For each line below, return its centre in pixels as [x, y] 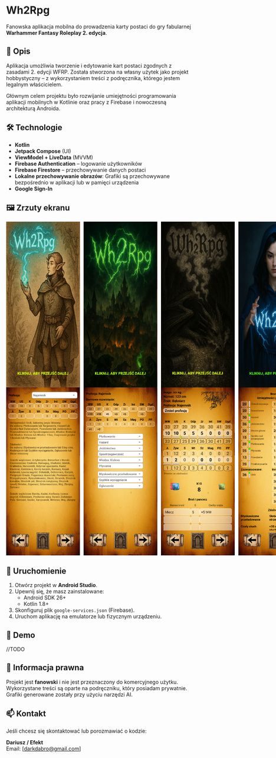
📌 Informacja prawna [45, 668]
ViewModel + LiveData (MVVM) [54, 157]
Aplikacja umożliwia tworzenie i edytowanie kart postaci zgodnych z [89, 65]
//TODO [16, 649]
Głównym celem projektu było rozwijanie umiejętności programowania [91, 95]
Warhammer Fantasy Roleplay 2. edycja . [57, 32]
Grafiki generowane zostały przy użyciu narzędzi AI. [70, 694]
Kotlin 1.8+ [36, 604]
